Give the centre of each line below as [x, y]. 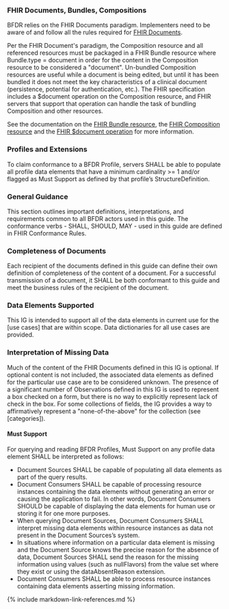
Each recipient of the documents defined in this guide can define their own [112, 266]
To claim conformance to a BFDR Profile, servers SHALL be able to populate [114, 164]
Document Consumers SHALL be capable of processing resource [109, 484]
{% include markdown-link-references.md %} [71, 599]
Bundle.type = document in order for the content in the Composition [103, 60]
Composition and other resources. [55, 111]
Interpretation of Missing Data [58, 352]
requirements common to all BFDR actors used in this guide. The [98, 218]
